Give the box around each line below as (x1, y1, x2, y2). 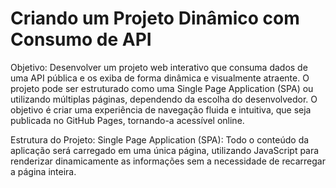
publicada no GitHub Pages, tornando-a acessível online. (10, 114, 245, 126)
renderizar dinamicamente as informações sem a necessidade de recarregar (10, 155, 326, 167)
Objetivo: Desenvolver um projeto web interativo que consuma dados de (10, 61, 308, 73)
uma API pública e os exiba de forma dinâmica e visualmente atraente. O (10, 72, 310, 84)
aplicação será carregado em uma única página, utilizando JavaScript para (10, 144, 320, 156)
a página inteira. (10, 165, 77, 177)
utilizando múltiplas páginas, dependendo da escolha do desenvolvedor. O (10, 93, 318, 105)
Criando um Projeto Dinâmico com (10, 7, 300, 30)
